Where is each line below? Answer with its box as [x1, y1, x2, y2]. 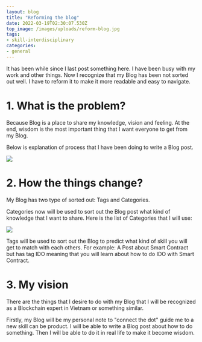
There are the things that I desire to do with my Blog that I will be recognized [6, 298, 196, 305]
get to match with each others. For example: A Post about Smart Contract [6, 243, 189, 251]
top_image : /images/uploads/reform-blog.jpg [6, 25, 120, 32]
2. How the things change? [6, 176, 144, 189]
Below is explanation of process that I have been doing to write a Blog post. [6, 143, 194, 151]
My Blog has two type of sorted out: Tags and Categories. [6, 196, 150, 203]
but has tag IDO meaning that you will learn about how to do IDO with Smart [6, 250, 194, 257]
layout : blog [6, 8, 39, 15]
